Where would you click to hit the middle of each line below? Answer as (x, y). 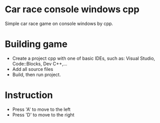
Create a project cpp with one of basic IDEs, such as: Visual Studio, (84, 58)
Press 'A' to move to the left (41, 109)
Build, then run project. (37, 75)
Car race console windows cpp (72, 9)
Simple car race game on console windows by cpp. (59, 23)
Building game (36, 44)
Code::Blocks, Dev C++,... (40, 64)
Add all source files (33, 69)
